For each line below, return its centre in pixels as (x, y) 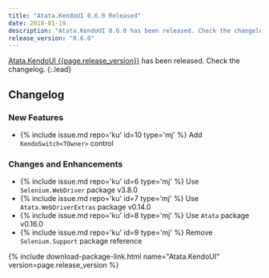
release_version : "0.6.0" (51, 38)
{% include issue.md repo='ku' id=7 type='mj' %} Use (109, 199)
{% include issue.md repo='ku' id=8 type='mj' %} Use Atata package (134, 216)
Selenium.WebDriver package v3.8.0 (79, 190)
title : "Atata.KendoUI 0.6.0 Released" (75, 16)
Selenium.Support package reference (81, 241)
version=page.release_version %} (64, 265)
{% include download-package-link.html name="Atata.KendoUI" (114, 256)
